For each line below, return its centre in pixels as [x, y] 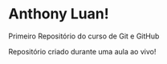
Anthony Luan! [59, 14]
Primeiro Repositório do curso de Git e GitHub [84, 36]
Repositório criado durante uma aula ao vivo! [82, 51]
